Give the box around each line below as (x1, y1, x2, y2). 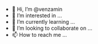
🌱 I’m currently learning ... (11, 18, 75, 25)
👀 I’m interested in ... (11, 12, 62, 19)
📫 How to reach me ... (11, 32, 67, 38)
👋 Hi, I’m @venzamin (11, 6, 63, 12)
